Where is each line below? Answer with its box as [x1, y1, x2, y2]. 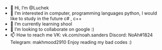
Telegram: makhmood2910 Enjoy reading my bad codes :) [10, 39, 132, 45]
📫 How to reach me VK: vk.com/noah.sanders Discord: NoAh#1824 [10, 32, 153, 38]
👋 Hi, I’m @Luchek [10, 5, 49, 11]
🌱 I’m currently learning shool [10, 21, 73, 27]
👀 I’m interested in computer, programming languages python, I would [10, 10, 157, 16]
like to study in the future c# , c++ [10, 16, 82, 21]
